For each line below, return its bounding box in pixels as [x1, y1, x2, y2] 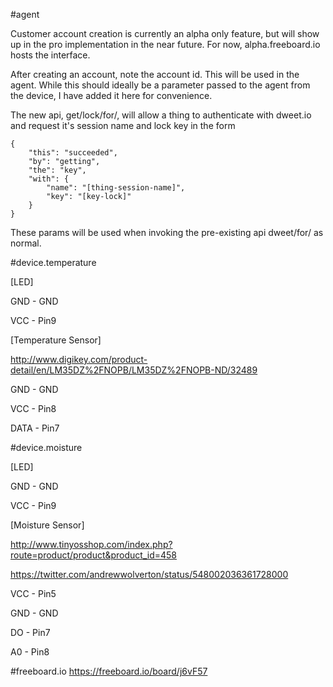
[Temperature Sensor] [10, 334, 102, 346]
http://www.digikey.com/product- [10, 354, 148, 365]
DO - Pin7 [10, 627, 51, 638]
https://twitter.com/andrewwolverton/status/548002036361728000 [10, 569, 289, 580]
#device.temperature [10, 257, 97, 268]
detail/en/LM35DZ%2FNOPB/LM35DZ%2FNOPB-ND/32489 [10, 364, 258, 376]
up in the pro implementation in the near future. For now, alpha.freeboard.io [10, 39, 321, 50]
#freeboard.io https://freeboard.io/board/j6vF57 [10, 665, 208, 677]
